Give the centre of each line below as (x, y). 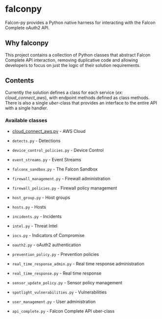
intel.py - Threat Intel (35, 226)
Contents (20, 81)
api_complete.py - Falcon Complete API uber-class (63, 311)
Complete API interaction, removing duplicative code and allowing (71, 60)
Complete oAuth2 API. (27, 27)
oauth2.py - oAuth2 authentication (46, 245)
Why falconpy (27, 43)
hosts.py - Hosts (29, 207)
